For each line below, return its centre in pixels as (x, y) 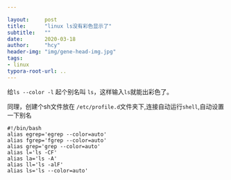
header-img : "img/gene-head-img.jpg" (62, 52)
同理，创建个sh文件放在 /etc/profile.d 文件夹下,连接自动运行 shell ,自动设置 (115, 106)
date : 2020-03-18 (42, 39)
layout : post (32, 19)
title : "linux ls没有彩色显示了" (60, 26)
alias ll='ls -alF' (35, 164)
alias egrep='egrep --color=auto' (57, 134)
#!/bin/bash (24, 128)
